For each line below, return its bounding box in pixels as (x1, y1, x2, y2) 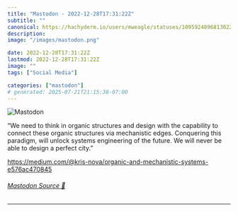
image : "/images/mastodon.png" (7, 37, 100, 44)
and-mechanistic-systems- (129, 158, 209, 166)
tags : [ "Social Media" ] (7, 69, 78, 76)
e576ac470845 (7, 165, 52, 174)
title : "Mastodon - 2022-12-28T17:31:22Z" (7, 10, 135, 18)
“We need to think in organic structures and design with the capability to (7, 122, 218, 130)
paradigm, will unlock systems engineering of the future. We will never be (7, 136, 222, 145)
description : (7, 30, 46, 37)
